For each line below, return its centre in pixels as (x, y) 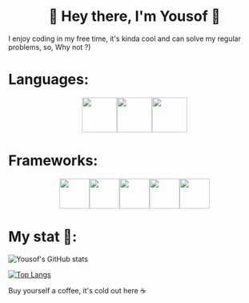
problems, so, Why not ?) (50, 46)
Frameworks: (53, 161)
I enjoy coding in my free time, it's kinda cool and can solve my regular (125, 38)
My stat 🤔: (43, 236)
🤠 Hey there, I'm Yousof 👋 (135, 16)
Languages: (49, 80)
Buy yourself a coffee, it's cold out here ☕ (77, 290)
